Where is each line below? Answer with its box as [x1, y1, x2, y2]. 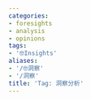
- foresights [8, 19, 53, 27]
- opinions [8, 34, 45, 43]
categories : [8, 11, 49, 20]
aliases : [8, 57, 38, 65]
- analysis [8, 27, 45, 35]
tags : [8, 42, 27, 50]
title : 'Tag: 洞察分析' [8, 79, 84, 87]
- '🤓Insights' [8, 49, 58, 57]
